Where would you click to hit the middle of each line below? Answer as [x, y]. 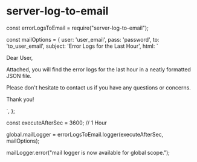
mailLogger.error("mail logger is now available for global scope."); [88, 152]
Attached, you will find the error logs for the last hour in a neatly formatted [99, 69]
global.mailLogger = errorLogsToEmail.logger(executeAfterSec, [85, 134]
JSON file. [19, 76]
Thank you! [20, 99]
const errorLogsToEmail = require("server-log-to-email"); [78, 28]
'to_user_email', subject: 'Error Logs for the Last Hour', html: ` [82, 46]
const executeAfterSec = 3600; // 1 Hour [57, 123]
